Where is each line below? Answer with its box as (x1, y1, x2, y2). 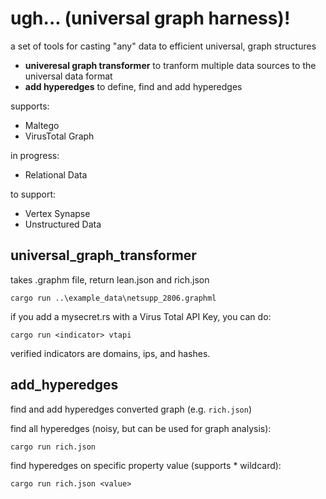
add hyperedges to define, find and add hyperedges (24, 80, 243, 92)
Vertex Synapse (24, 207, 91, 219)
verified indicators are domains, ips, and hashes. (10, 347, 211, 359)
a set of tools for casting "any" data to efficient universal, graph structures (10, 40, 317, 52)
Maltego (24, 119, 60, 131)
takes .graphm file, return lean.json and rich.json (10, 273, 210, 286)
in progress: (10, 149, 60, 161)
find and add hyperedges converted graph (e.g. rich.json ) (10, 403, 253, 415)
